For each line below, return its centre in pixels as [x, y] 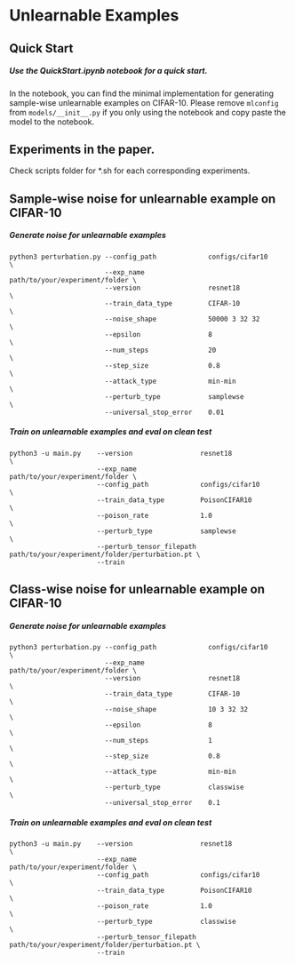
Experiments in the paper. [82, 149]
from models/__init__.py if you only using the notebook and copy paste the [147, 112]
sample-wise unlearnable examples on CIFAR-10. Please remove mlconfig [144, 102]
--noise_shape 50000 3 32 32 [182, 319]
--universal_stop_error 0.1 [162, 803]
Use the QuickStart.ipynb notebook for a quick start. [108, 71]
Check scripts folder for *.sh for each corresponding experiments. [130, 171]
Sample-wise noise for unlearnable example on [143, 199]
